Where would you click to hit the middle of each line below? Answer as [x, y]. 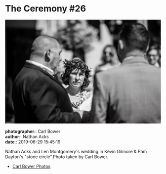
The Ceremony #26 [46, 9]
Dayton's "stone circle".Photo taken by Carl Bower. [57, 157]
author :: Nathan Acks [27, 136]
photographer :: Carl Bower [33, 131]
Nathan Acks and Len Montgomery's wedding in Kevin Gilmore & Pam [76, 151]
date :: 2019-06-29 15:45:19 [33, 142]
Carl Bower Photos [31, 166]
